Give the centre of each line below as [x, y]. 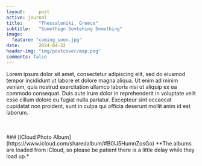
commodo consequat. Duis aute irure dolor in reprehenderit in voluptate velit [101, 93]
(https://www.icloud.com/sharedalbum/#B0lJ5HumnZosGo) [80, 143]
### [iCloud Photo [29, 137]
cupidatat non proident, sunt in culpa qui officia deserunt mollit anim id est [99, 106]
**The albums [174, 143]
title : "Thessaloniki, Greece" [52, 23]
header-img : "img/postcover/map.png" [54, 51]
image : [14, 34]
